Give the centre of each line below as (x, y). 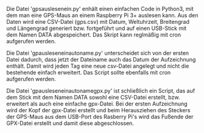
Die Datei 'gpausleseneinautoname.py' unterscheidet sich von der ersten (98, 53)
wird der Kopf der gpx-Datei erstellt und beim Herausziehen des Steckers (98, 110)
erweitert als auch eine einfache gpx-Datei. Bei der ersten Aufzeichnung (97, 104)
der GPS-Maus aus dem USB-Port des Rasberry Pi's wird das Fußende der (100, 117)
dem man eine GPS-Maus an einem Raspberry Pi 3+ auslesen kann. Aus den (102, 15)
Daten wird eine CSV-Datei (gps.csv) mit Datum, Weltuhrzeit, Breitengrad (98, 22)
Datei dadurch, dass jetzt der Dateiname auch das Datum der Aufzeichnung (101, 59)
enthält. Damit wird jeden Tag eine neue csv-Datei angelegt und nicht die (98, 66)
